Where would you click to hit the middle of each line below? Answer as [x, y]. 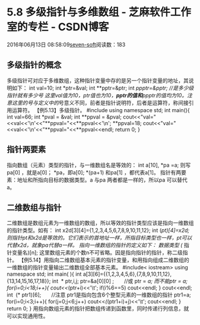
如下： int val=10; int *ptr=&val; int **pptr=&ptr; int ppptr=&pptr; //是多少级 [103, 88]
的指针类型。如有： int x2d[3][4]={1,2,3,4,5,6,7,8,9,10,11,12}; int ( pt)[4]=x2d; [98, 230]
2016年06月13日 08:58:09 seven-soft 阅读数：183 [66, 44]
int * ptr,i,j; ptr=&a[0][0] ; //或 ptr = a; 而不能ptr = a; [120, 281]
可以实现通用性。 [28, 316]
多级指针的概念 [34, 65]
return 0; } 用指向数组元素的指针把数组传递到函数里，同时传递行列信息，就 [98, 308]
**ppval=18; [127, 123]
